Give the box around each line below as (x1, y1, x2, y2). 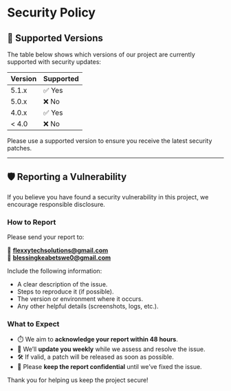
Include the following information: (7, 267, 102, 276)
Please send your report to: (7, 233, 85, 241)
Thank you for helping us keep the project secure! (7, 376, 149, 384)
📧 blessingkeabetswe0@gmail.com (7, 254, 111, 262)
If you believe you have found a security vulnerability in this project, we (7, 192, 209, 201)
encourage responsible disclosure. (7, 200, 105, 208)
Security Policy (7, 5, 96, 21)
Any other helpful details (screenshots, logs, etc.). (16, 302, 159, 311)
